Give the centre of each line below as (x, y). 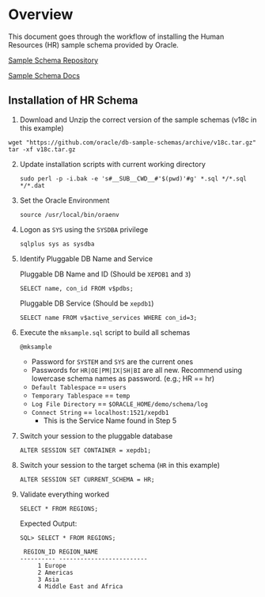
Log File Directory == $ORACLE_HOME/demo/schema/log (119, 403)
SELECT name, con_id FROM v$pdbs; (76, 288)
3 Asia (48, 580)
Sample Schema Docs (44, 75)
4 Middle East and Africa (80, 586)
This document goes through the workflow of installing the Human (116, 36)
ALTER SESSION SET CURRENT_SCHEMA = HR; (87, 479)
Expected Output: (48, 523)
